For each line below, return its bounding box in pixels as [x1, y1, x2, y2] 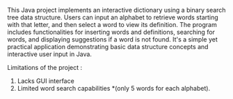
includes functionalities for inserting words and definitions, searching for [7, 28, 216, 36]
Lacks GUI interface [17, 77, 74, 85]
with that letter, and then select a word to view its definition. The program [7, 21, 217, 28]
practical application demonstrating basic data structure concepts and [7, 43, 209, 51]
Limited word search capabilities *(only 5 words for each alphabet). [17, 84, 211, 92]
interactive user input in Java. [7, 50, 93, 58]
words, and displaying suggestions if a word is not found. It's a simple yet [7, 35, 218, 44]
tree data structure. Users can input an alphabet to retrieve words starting [7, 13, 219, 21]
